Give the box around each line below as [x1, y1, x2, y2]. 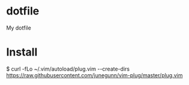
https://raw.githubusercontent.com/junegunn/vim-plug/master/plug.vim [6, 71, 183, 79]
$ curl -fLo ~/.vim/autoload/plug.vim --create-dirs [6, 65, 130, 72]
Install [6, 45, 38, 59]
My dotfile [6, 24, 31, 31]
